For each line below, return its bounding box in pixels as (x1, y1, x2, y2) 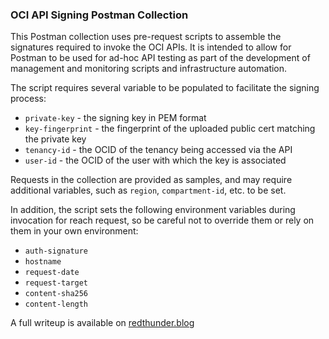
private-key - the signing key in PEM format (24, 112, 207, 124)
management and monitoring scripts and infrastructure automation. (10, 63, 288, 75)
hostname (24, 257, 62, 267)
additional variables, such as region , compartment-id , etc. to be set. (10, 184, 287, 197)
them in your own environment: (10, 225, 139, 237)
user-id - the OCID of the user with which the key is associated (24, 154, 287, 167)
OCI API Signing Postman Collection (10, 8, 189, 22)
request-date (24, 268, 80, 278)
